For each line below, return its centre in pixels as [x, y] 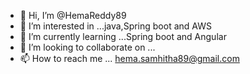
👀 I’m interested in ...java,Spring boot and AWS [115, 26]
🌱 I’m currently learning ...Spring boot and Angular [123, 36]
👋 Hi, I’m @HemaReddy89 [73, 15]
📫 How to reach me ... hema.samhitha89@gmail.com [129, 58]
